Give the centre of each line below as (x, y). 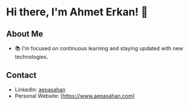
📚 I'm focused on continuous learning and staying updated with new (99, 48)
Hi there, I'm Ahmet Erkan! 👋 (77, 12)
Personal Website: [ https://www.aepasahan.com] (75, 96)
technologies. (31, 57)
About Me (25, 34)
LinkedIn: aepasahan (40, 89)
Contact (21, 75)
